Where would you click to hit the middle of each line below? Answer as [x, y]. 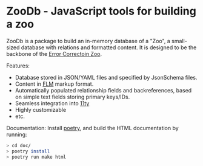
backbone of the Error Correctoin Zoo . [54, 54]
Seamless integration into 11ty [52, 103]
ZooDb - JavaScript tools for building [101, 11]
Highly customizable [41, 109]
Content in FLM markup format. [54, 84]
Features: [18, 66]
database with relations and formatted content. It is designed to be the [109, 47]
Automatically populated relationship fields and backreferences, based [103, 90]
